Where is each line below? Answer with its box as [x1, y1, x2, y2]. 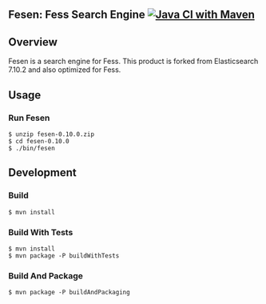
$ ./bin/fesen [8, 144, 56, 152]
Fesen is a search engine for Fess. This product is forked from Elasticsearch [8, 57, 259, 66]
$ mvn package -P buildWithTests [8, 251, 120, 260]
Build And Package [8, 270, 84, 281]
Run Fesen [8, 112, 50, 123]
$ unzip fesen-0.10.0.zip [8, 130, 94, 138]
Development [8, 166, 77, 180]
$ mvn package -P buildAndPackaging [8, 289, 130, 297]
